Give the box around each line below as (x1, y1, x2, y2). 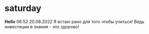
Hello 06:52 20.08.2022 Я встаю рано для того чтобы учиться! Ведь (4, 19, 145, 24)
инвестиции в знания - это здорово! (4, 23, 80, 29)
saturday (4, 3, 42, 14)
